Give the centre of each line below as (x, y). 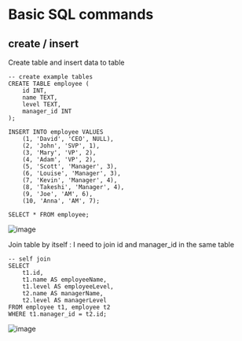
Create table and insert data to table (66, 62)
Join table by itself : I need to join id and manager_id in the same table (121, 245)
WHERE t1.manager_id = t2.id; (58, 314)
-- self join (29, 259)
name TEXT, (40, 98)
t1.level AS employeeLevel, (68, 287)
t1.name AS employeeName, (65, 280)
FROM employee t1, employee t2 (59, 307)
